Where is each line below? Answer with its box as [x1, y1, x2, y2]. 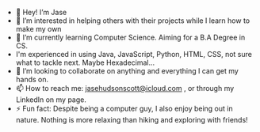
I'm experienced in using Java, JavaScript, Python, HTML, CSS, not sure [15, 50, 252, 58]
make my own [15, 25, 62, 33]
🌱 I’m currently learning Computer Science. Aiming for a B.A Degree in [15, 32, 246, 42]
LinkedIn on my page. [15, 95, 87, 104]
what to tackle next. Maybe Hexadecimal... [15, 58, 155, 67]
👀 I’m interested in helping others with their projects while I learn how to [15, 16, 250, 25]
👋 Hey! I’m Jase [15, 8, 67, 17]
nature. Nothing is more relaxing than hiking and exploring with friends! [15, 115, 248, 124]
